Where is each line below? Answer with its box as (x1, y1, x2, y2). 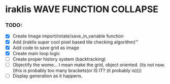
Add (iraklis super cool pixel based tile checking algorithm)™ (12, 39, 139, 45)
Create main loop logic (12, 50, 60, 56)
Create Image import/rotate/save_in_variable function (12, 33, 124, 39)
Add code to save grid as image (12, 45, 80, 51)
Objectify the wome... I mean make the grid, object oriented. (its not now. (12, 62, 165, 68)
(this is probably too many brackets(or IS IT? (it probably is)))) (12, 67, 142, 73)
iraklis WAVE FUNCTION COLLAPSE (5, 4, 159, 15)
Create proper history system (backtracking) (12, 56, 106, 62)
